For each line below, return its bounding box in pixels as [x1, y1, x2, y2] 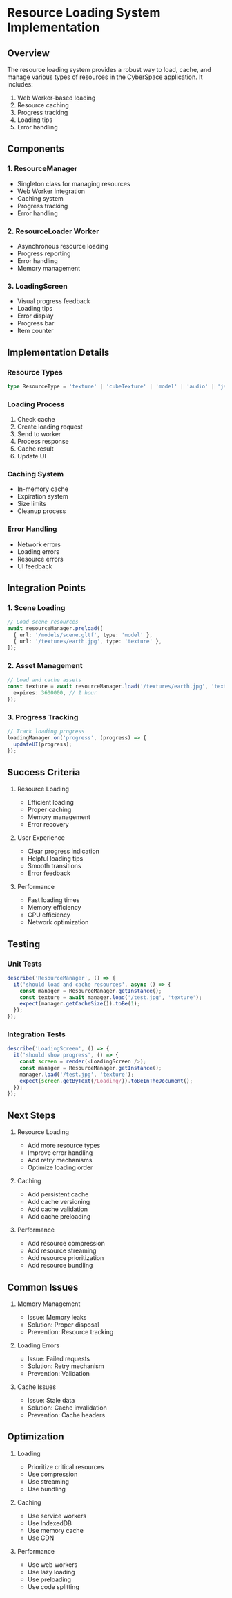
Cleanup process [17, 507, 66, 515]
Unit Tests [7, 959, 43, 969]
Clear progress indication [27, 847, 100, 856]
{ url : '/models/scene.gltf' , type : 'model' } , [13, 631, 153, 638]
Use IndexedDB [27, 1518, 72, 1527]
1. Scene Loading [7, 603, 66, 613]
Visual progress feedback [17, 297, 91, 305]
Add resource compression [27, 1239, 105, 1248]
